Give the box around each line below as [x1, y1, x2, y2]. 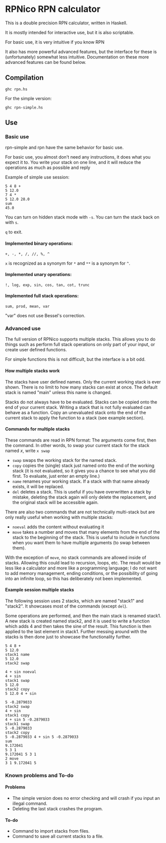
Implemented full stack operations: [5, 293, 79, 299]
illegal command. [12, 800, 48, 806]
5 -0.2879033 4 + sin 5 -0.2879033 [5, 734, 79, 739]
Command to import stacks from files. [12, 828, 90, 834]
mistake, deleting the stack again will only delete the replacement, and [12, 494, 156, 500]
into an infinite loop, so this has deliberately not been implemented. [5, 575, 142, 581]
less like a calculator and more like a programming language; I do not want [5, 565, 157, 571]
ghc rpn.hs [5, 87, 28, 92]
